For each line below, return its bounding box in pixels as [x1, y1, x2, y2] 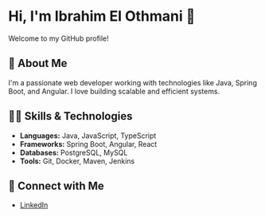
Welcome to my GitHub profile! [8, 34, 109, 43]
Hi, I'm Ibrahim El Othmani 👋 [8, 7, 196, 26]
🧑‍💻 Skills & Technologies [8, 109, 133, 123]
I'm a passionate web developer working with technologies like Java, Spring [8, 77, 257, 87]
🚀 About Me [8, 57, 68, 70]
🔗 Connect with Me [8, 179, 105, 192]
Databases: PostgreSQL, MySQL [19, 148, 128, 157]
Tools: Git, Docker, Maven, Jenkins [19, 156, 135, 166]
